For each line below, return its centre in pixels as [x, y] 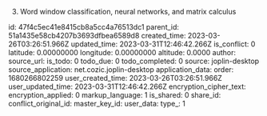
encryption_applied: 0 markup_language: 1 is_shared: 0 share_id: [115, 95]
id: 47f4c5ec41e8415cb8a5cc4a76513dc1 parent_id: [94, 27]
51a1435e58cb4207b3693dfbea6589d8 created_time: [97, 36]
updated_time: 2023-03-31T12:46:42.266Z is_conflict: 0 [163, 44]
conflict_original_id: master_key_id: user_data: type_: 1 [97, 104]
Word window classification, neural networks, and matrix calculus [128, 12]
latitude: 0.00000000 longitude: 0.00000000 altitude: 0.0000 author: [122, 52]
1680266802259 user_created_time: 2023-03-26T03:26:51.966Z [115, 78]
